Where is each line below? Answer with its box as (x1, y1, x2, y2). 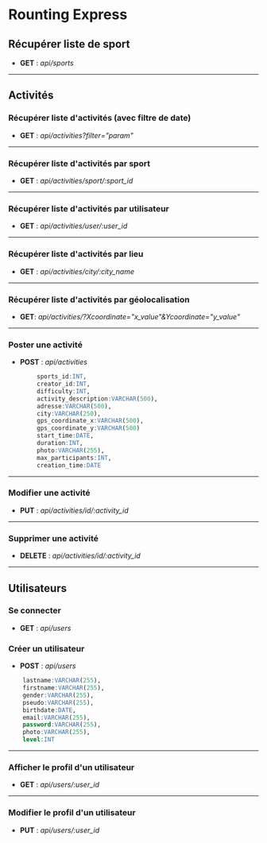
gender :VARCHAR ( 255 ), (22, 691, 94, 699)
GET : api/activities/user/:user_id (19, 221, 128, 231)
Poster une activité (8, 339, 83, 350)
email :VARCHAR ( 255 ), (22, 713, 91, 721)
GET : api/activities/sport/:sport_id (19, 176, 133, 185)
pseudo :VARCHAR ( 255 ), (22, 698, 94, 706)
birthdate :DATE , (22, 706, 77, 714)
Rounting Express (8, 6, 128, 24)
